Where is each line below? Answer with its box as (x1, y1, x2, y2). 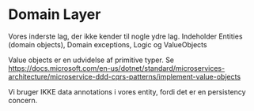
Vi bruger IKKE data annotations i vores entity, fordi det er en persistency (8, 87, 247, 96)
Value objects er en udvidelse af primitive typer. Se (8, 55, 175, 65)
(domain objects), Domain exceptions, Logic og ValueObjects (8, 39, 207, 49)
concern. (8, 95, 38, 105)
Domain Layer (8, 6, 101, 24)
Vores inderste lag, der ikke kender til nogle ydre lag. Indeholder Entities (8, 31, 243, 41)
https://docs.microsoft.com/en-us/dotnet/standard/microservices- (8, 63, 226, 72)
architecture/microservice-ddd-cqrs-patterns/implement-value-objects (8, 72, 241, 81)
